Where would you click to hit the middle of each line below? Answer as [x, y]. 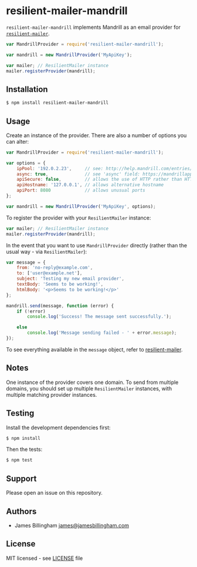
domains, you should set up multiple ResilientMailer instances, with [89, 388]
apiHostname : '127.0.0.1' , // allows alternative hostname [90, 185]
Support [21, 478]
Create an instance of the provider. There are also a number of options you [96, 135]
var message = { [26, 262]
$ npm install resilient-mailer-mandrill [57, 103]
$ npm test [19, 460]
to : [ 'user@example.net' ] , [50, 273]
